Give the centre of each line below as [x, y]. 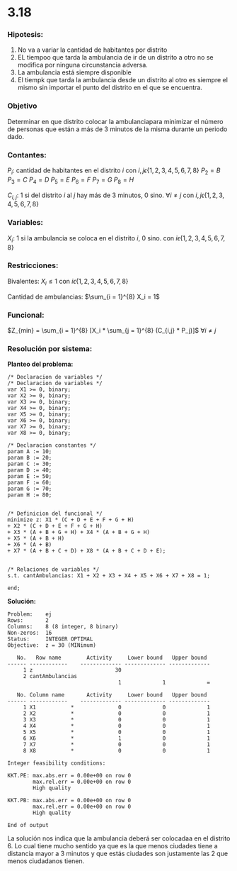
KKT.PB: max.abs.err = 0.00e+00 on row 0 [69, 801]
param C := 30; [30, 464]
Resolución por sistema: [50, 348]
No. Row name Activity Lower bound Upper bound [112, 658]
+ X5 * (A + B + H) [36, 539]
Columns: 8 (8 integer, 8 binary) [63, 627]
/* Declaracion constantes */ [52, 445]
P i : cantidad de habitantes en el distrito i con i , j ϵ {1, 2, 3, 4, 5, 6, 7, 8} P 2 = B [114, 171]
